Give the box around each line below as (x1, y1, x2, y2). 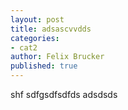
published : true (10, 61, 78, 71)
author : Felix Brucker (10, 52, 105, 62)
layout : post (10, 14, 65, 25)
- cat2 (10, 42, 38, 53)
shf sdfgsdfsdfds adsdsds (10, 89, 118, 100)
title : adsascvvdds (10, 24, 92, 34)
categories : (10, 33, 60, 43)
